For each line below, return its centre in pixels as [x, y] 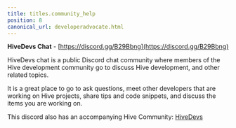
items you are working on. [45, 104]
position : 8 [25, 20]
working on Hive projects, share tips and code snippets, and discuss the [112, 96]
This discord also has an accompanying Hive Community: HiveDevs [105, 117]
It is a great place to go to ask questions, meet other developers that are [112, 89]
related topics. [28, 75]
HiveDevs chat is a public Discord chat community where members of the [114, 60]
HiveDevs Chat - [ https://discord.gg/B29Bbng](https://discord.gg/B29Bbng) [118, 47]
